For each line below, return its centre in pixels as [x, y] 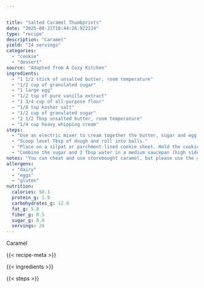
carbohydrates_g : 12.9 [40, 203]
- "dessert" [27, 62]
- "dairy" [24, 170]
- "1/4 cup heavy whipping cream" [55, 124]
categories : [21, 51]
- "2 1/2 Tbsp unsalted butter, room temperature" [77, 118]
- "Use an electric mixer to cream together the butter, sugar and [99, 135]
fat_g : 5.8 [25, 209]
